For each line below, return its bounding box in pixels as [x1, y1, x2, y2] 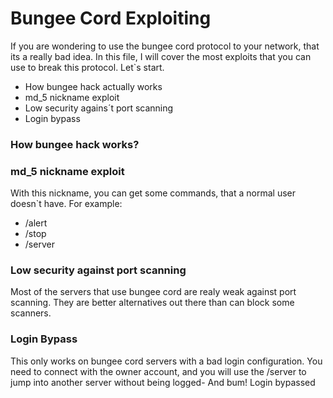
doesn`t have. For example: [10, 198, 123, 210]
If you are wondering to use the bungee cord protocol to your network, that [10, 40, 320, 52]
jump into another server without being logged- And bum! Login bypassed [10, 376, 316, 388]
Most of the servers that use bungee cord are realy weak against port [10, 286, 297, 298]
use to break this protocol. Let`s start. [10, 61, 165, 73]
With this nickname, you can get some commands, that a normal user [10, 187, 296, 199]
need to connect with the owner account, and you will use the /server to [10, 365, 307, 377]
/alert [24, 217, 48, 229]
